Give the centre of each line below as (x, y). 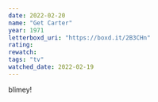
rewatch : (23, 52)
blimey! (20, 89)
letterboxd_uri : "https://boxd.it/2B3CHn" (79, 38)
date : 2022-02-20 (37, 15)
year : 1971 (26, 30)
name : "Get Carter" (40, 23)
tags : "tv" (26, 60)
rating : (21, 45)
